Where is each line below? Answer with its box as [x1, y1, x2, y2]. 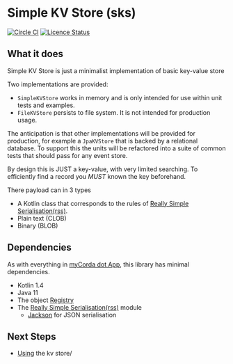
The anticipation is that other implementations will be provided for [7, 129, 196, 137]
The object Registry [17, 296, 74, 304]
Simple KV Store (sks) [7, 5, 136, 21]
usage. [17, 116, 38, 124]
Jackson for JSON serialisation [27, 310, 117, 319]
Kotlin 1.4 [17, 280, 44, 290]
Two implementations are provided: [7, 80, 109, 88]
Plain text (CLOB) [17, 214, 67, 222]
